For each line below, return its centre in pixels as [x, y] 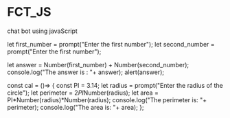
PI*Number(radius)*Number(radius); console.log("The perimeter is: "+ [107, 99]
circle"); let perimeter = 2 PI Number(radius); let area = [83, 93]
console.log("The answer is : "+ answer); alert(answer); [86, 72]
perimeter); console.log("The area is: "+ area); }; [76, 107]
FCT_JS [29, 12]
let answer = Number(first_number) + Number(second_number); [98, 64]
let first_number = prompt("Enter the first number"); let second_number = [111, 44]
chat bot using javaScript [42, 31]
